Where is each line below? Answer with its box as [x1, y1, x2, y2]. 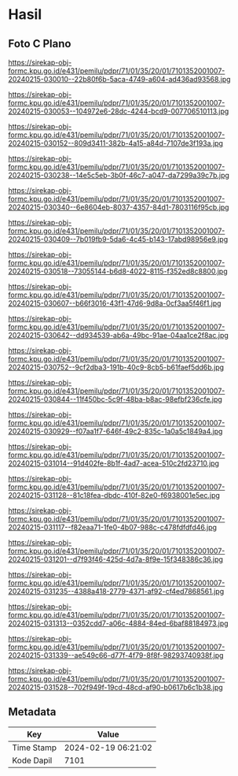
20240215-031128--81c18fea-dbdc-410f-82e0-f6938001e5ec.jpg [8, 491, 220, 499]
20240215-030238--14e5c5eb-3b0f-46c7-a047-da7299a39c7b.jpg [8, 171, 230, 180]
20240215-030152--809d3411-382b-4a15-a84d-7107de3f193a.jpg [8, 139, 224, 147]
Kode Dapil [12, 755, 53, 766]
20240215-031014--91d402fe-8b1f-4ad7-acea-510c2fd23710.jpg [8, 459, 220, 468]
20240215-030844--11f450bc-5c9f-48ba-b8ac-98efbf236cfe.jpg [8, 395, 222, 403]
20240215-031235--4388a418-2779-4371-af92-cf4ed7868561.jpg [8, 587, 225, 596]
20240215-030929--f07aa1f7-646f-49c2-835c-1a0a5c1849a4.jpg [8, 427, 223, 436]
